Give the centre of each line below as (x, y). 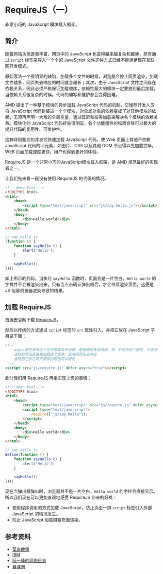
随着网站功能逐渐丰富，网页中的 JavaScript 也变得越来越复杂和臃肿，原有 (79, 53)
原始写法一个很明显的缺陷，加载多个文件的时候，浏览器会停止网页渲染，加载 (81, 76)
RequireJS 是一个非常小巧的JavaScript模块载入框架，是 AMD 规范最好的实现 (81, 162)
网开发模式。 (18, 66)
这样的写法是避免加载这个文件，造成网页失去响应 (55, 355)
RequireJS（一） (39, 10)
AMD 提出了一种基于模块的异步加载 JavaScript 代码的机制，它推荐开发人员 (80, 104)
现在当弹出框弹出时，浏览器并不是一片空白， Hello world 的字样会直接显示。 (81, 491)
